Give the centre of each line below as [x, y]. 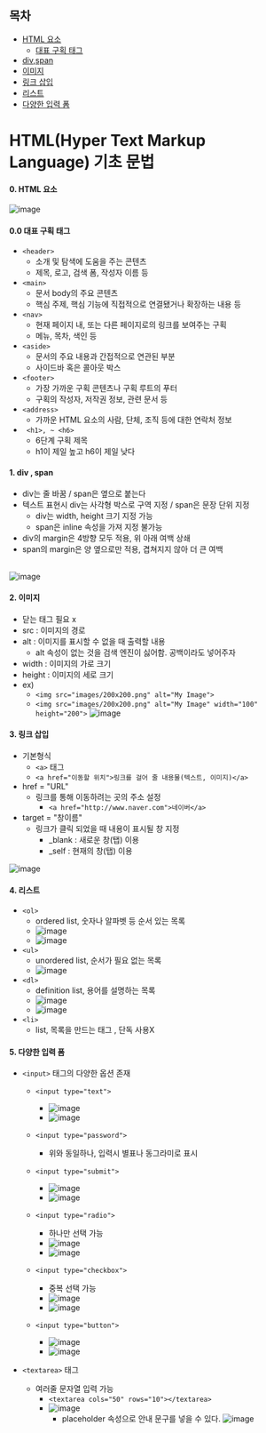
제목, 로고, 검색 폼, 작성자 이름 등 [92, 273]
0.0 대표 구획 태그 [40, 230]
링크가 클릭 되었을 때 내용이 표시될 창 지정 [107, 829]
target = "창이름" [52, 818]
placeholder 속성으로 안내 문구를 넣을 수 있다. [141, 1419]
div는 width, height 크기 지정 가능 [94, 516]
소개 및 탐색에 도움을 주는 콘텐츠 [91, 261]
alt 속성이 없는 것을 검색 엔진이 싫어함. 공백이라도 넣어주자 [136, 652]
